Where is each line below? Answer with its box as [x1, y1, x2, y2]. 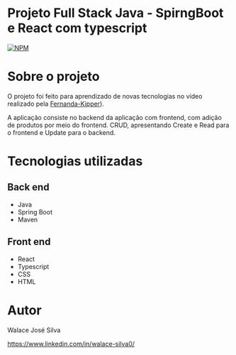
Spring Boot [17, 207, 53, 216]
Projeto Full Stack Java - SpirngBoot [7, 5, 224, 21]
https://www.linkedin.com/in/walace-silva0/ [7, 339, 135, 348]
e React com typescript [7, 20, 147, 36]
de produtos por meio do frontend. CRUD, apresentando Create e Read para [7, 121, 230, 129]
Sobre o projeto [7, 69, 100, 84]
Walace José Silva [7, 325, 61, 334]
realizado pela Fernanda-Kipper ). [7, 99, 104, 108]
